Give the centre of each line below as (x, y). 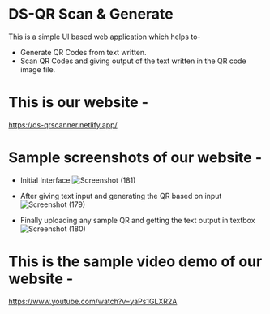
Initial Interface (45, 180)
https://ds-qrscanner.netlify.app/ (63, 125)
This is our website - (78, 103)
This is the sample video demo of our (135, 261)
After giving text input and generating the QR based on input (121, 196)
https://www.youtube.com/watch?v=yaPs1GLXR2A (93, 301)
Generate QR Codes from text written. (84, 52)
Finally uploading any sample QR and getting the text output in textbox (137, 220)
